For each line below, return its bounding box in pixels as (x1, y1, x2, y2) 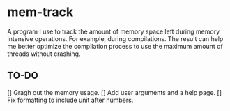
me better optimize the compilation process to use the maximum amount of (7, 42, 223, 50)
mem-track (7, 4, 74, 20)
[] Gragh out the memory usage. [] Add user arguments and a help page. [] (7, 88, 222, 96)
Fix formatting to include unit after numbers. (7, 96, 134, 104)
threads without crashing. (7, 50, 81, 58)
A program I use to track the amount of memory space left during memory (7, 27, 220, 36)
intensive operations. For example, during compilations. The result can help (7, 34, 224, 43)
